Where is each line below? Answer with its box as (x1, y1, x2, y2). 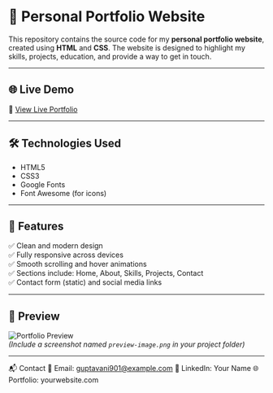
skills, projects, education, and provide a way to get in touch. (8, 51, 212, 61)
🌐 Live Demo (8, 83, 75, 97)
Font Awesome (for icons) (19, 188, 107, 198)
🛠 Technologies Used (8, 137, 122, 151)
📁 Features (8, 219, 64, 233)
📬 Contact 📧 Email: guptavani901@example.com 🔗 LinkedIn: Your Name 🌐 (8, 364, 259, 373)
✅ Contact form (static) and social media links (8, 277, 162, 287)
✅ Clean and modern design (8, 241, 103, 251)
